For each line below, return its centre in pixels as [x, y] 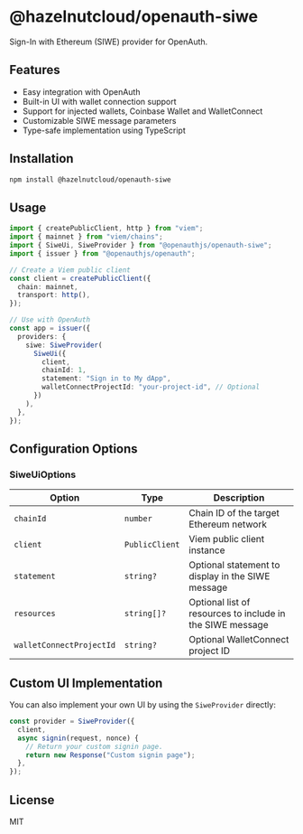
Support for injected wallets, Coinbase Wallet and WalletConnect [142, 111]
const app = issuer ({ [50, 328]
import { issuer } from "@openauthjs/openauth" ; [102, 253]
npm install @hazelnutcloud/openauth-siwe [90, 179]
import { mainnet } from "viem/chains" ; [87, 237]
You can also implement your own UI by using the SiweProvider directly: [143, 705]
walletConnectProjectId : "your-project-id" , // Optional [151, 387]
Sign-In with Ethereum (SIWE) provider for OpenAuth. [109, 42]
